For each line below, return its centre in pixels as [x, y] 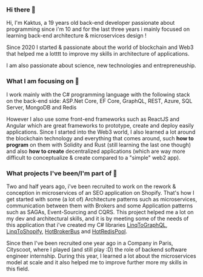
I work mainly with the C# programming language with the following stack [98, 94]
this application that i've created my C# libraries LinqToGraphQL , [87, 225]
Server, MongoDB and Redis [42, 107]
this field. [18, 269]
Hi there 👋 [21, 10]
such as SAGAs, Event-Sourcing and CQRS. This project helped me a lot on [100, 212]
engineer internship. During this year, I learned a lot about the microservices [101, 256]
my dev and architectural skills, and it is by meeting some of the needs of [98, 218]
